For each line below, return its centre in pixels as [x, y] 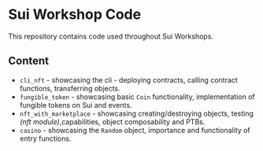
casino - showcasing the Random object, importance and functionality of [135, 130]
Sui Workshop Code [75, 15]
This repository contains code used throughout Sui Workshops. [111, 36]
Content [29, 61]
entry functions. [45, 138]
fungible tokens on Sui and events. [76, 105]
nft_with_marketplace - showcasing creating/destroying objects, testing [137, 113]
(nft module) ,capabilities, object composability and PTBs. [112, 122]
